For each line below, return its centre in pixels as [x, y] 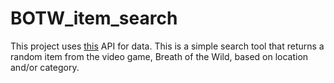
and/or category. [45, 67]
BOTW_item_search [94, 18]
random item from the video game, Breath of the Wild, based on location [159, 56]
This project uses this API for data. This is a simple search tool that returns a [167, 46]
